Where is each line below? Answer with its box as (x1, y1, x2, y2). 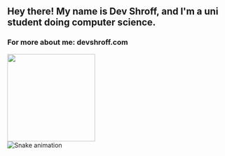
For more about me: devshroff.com (7, 38, 128, 48)
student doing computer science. (7, 17, 156, 29)
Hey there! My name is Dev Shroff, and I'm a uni (7, 6, 219, 17)
